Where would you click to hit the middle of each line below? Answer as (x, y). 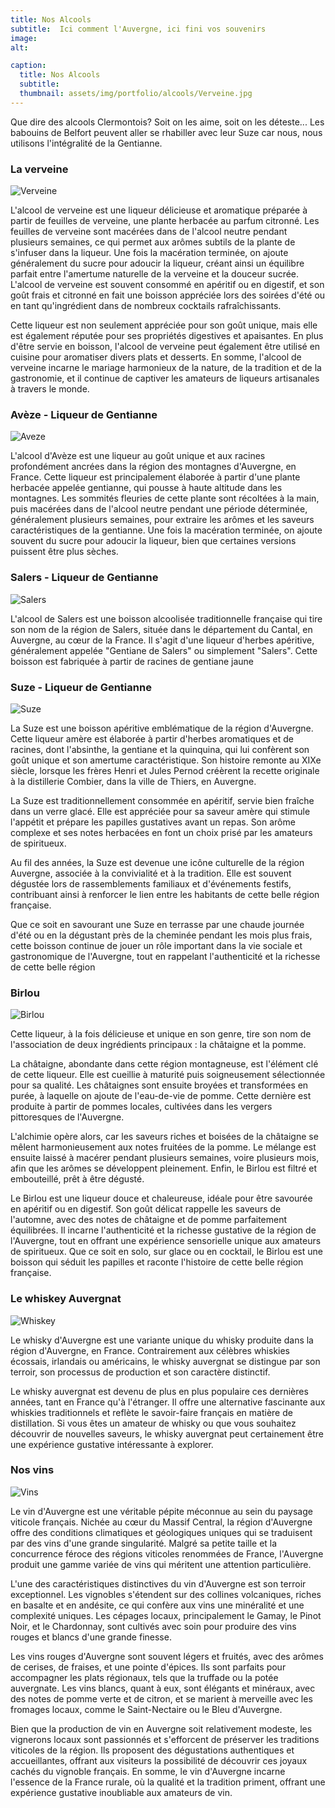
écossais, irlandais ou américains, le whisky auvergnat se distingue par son (165, 1361)
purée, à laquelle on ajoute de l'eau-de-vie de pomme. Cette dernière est (161, 1096)
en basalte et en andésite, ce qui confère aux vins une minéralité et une (157, 1605)
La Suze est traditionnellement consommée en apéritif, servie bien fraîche (162, 800)
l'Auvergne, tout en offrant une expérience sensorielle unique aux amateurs (166, 1241)
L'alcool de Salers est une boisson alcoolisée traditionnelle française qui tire (166, 618)
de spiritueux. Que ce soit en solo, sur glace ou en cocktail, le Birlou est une (166, 1252)
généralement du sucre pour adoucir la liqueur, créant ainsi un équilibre (157, 263)
